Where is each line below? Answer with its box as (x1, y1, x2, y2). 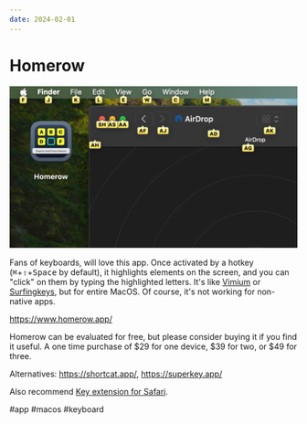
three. (9, 351, 32, 362)
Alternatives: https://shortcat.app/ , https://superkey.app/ (9, 368, 223, 379)
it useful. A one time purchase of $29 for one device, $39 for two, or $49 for (9, 341, 298, 352)
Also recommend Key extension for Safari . (9, 387, 169, 397)
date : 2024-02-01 (9, 15, 76, 24)
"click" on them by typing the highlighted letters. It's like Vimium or (9, 277, 261, 288)
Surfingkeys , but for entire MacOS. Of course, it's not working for (9, 286, 256, 297)
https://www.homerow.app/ (9, 313, 112, 324)
